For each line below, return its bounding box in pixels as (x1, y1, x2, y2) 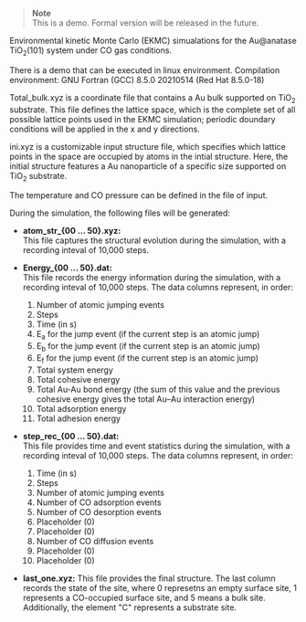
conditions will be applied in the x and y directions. (9, 123, 201, 134)
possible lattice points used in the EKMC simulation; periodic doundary (9, 113, 276, 124)
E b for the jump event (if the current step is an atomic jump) (36, 341, 260, 353)
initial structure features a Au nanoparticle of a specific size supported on (9, 160, 287, 172)
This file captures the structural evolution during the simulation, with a (22, 235, 286, 246)
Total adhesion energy (36, 413, 121, 424)
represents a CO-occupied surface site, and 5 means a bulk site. (22, 592, 267, 603)
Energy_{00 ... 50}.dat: (22, 262, 112, 273)
